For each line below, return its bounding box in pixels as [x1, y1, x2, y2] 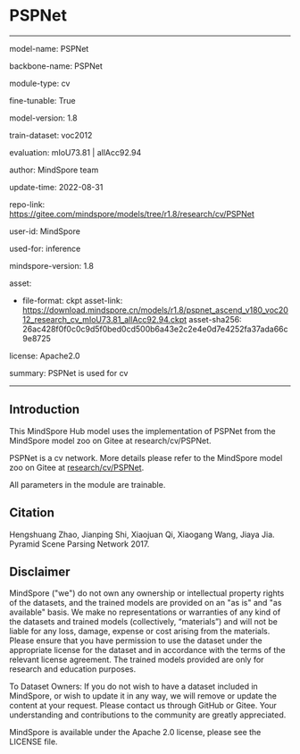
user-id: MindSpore [9, 225, 80, 237]
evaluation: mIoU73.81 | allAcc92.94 [9, 147, 142, 157]
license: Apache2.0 [9, 350, 80, 361]
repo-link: [9, 198, 46, 210]
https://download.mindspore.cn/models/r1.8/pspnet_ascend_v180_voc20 [21, 305, 288, 315]
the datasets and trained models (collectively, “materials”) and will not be [9, 616, 279, 627]
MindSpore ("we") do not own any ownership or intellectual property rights [9, 588, 285, 599]
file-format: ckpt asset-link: [21, 295, 123, 306]
